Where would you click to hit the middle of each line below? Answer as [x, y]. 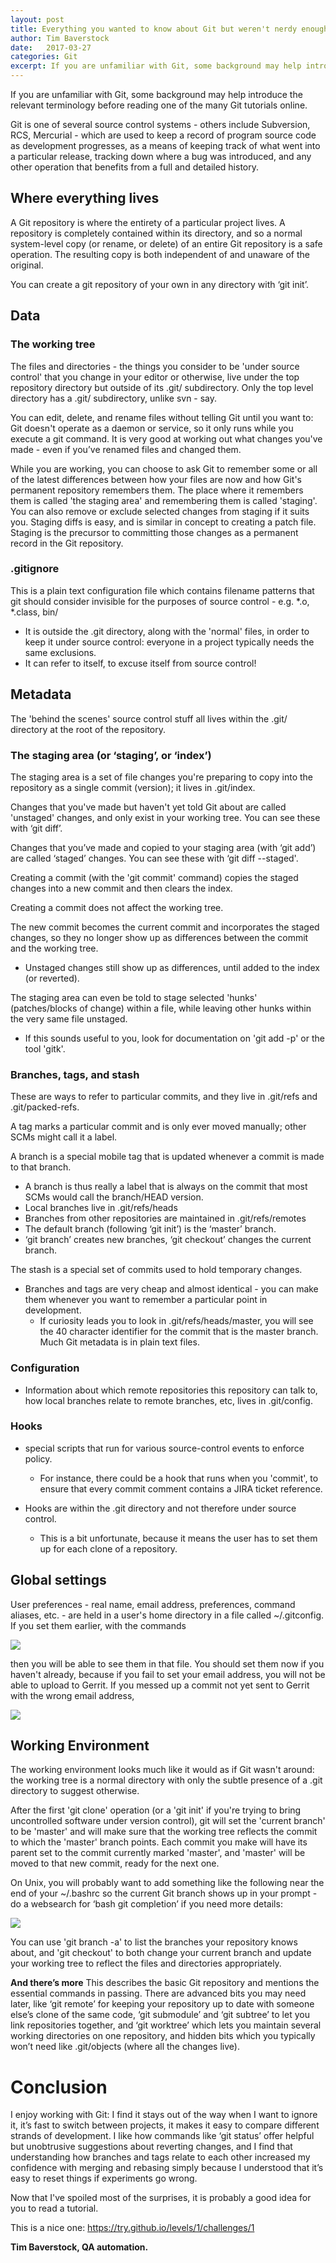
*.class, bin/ [34, 612]
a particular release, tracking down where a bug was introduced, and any [161, 156]
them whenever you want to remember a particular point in [146, 1300]
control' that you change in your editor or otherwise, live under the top [155, 377]
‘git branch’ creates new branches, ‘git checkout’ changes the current [168, 1240]
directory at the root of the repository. [88, 729]
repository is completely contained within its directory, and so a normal [156, 233]
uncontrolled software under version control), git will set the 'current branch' [168, 1821]
